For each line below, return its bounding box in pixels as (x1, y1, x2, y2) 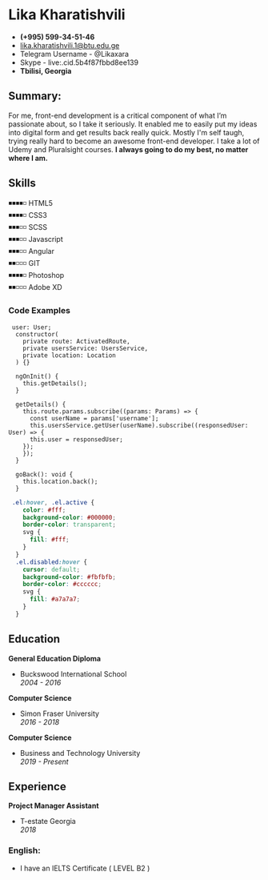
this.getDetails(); (22, 379, 88, 388)
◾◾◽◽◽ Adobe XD (8, 282, 62, 291)
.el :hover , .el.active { (11, 498, 94, 506)
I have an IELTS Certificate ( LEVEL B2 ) (19, 863, 150, 873)
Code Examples (8, 305, 70, 316)
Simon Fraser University (19, 709, 100, 718)
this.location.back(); (22, 477, 98, 485)
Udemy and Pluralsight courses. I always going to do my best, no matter (8, 144, 249, 154)
